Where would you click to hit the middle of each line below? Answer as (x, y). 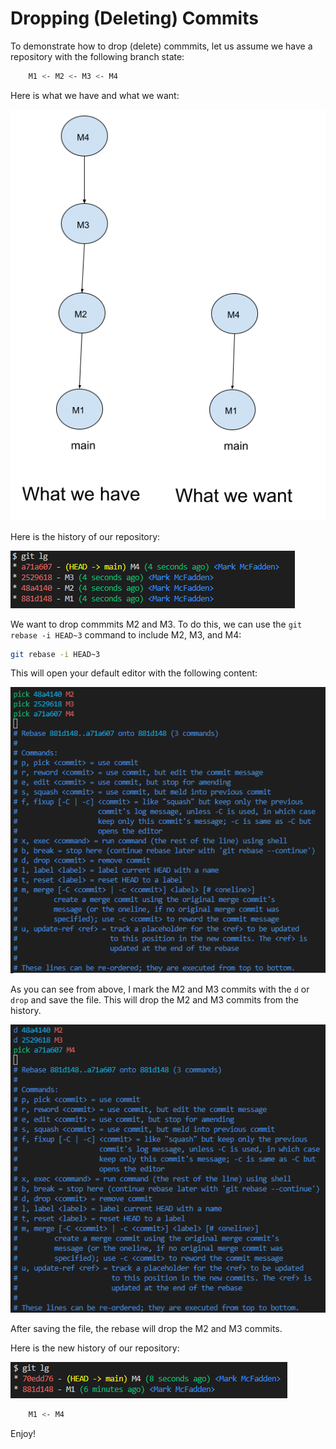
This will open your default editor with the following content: (134, 673)
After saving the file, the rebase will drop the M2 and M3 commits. (146, 1329)
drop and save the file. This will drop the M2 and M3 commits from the (154, 1000)
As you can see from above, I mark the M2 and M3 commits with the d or (160, 989)
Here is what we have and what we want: (95, 95)
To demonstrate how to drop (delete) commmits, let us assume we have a (161, 46)
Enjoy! (23, 1434)
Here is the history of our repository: (85, 536)
